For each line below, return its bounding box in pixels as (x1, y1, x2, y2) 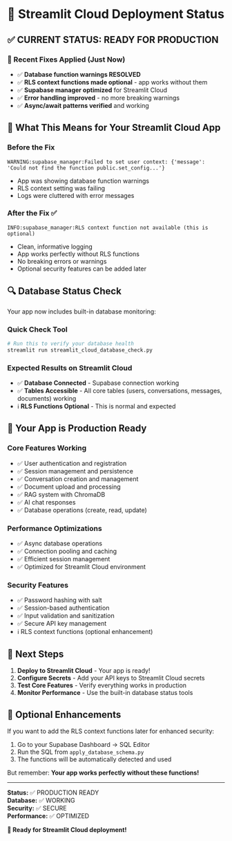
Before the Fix (7, 143, 55, 152)
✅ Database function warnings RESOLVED (17, 70, 142, 78)
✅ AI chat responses (17, 498, 76, 506)
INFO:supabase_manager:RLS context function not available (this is (7, 224, 209, 231)
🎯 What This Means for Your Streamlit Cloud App (7, 122, 221, 134)
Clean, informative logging (17, 242, 93, 251)
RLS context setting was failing (17, 183, 106, 192)
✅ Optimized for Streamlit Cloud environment (17, 563, 146, 570)
